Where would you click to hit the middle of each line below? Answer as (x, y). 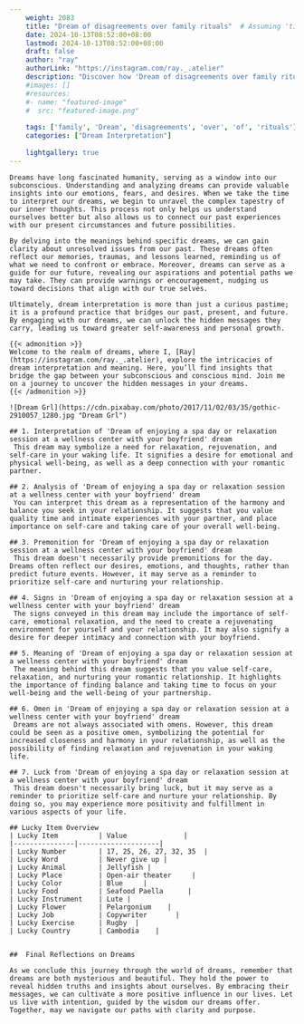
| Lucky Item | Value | (99, 836)
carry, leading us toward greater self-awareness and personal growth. (147, 328)
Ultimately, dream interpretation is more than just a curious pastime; (149, 304)
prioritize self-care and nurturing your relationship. (117, 582)
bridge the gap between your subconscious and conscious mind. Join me (147, 376)
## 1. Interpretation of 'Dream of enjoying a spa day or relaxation (143, 431)
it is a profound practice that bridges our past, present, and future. (149, 312)
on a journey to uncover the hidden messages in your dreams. (129, 383)
